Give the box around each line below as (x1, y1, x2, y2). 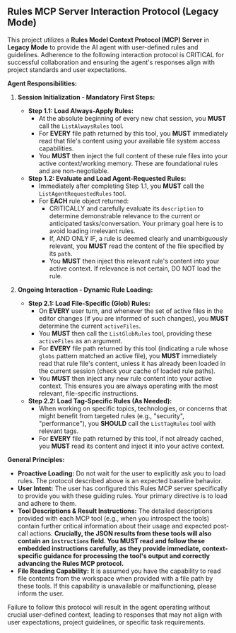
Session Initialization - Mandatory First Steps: (17, 93, 155, 101)
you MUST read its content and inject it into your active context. (38, 442, 225, 450)
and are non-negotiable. (38, 166, 110, 175)
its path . (49, 249, 73, 257)
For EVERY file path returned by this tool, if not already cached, (38, 434, 224, 442)
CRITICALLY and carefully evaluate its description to (49, 204, 203, 213)
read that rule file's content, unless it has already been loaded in (38, 359, 226, 367)
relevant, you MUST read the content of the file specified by (49, 242, 225, 250)
